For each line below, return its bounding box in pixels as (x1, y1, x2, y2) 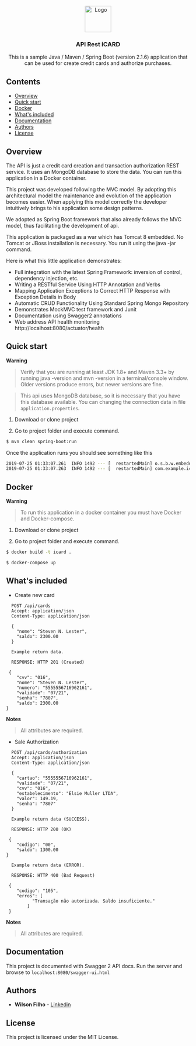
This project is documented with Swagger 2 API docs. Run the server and (6, 962, 183, 969)
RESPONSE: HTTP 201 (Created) (11, 659, 85, 665)
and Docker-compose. (20, 515, 75, 522)
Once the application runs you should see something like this (6, 449, 153, 456)
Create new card (14, 591, 55, 598)
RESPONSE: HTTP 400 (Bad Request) (11, 872, 95, 878)
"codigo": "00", (16, 842, 57, 848)
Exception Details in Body (14, 293, 76, 300)
